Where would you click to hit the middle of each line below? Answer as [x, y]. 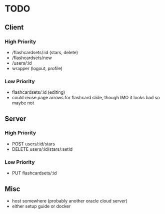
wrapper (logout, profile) [37, 68]
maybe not [23, 103]
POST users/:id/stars [33, 144]
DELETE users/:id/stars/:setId [42, 149]
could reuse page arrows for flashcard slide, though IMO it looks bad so [86, 98]
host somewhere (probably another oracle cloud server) [70, 200]
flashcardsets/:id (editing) [38, 92]
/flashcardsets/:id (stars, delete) [45, 52]
